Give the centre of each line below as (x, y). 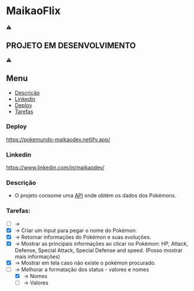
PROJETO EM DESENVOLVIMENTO (71, 46)
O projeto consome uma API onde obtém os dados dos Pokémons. (96, 196)
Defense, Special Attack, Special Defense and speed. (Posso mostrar (98, 250)
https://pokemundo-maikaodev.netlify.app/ (58, 139)
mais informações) (37, 257)
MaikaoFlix (33, 11)
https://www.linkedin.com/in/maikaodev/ (55, 168)
